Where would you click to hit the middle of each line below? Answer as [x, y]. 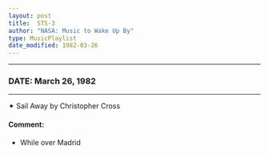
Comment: [26, 124]
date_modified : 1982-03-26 [53, 46]
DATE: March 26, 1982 [52, 81]
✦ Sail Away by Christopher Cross [64, 106]
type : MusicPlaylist [43, 38]
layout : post [30, 16]
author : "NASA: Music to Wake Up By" [71, 30]
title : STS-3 [32, 23]
